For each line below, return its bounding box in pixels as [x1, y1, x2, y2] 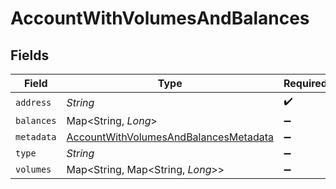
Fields [10, 47, 50, 64]
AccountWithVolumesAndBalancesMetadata [66, 130, 274, 144]
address [15, 97, 52, 108]
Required [283, 77, 328, 90]
